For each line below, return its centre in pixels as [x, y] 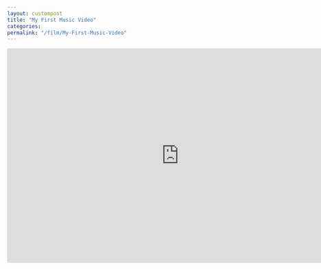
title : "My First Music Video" [52, 20]
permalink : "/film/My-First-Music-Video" [67, 33]
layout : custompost [35, 13]
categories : [24, 26]
